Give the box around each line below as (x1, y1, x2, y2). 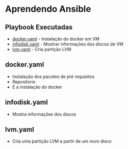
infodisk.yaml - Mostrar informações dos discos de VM (12, 41, 124, 47)
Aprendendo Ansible (5, 3, 92, 15)
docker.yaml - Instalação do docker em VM (12, 36, 100, 42)
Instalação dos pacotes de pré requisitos (12, 74, 95, 79)
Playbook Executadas (5, 23, 73, 31)
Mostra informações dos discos (12, 111, 77, 117)
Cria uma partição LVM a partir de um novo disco (12, 138, 112, 144)
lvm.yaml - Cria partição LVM (12, 47, 72, 52)
